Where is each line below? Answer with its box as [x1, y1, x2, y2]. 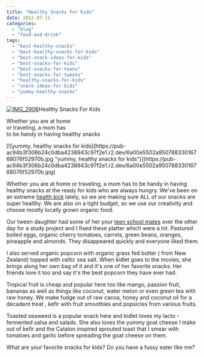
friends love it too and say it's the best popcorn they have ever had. [6, 269, 177, 276]
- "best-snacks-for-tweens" [12, 72, 84, 78]
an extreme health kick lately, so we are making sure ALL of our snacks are [6, 193, 196, 200]
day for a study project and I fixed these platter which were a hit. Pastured [6, 224, 194, 231]
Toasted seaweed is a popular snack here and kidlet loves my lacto [6, 312, 176, 319]
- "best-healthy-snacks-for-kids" [12, 49, 100, 55]
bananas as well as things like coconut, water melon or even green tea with [6, 287, 196, 295]
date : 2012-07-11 [6, 15, 51, 21]
